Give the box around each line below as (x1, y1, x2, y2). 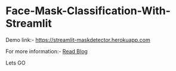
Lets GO (5, 59, 26, 66)
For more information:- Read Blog (5, 47, 88, 54)
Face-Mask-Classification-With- (5, 4, 171, 18)
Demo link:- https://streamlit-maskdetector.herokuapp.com (5, 36, 150, 43)
